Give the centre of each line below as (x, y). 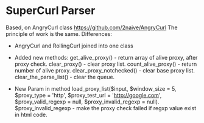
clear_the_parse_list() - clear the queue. (65, 77)
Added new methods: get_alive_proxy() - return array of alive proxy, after (106, 57)
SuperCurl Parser (51, 11)
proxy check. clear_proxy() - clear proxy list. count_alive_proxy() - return (106, 64)
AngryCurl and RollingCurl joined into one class (74, 46)
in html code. (31, 114)
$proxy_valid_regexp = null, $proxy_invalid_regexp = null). (87, 102)
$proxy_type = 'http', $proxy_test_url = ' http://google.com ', (88, 95)
